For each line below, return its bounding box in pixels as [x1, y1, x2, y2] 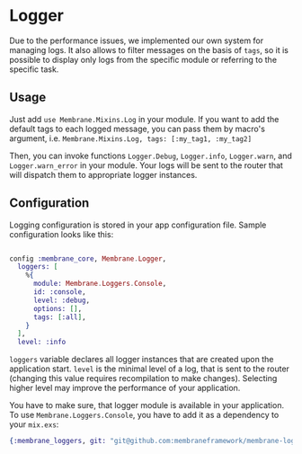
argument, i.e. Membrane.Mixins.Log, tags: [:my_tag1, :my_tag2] [9, 132, 253, 144]
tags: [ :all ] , [32, 312, 87, 322]
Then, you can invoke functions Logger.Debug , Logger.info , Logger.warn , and [9, 150, 292, 161]
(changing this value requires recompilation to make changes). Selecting [9, 373, 278, 384]
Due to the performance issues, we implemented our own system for [9, 35, 264, 46]
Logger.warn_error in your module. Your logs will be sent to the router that [9, 159, 283, 171]
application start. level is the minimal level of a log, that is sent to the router [9, 363, 290, 374]
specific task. [9, 64, 59, 75]
